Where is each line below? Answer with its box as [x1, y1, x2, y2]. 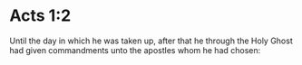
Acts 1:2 [9, 5, 72, 26]
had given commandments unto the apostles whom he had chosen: [9, 44, 261, 55]
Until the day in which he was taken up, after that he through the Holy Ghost [9, 35, 293, 46]
